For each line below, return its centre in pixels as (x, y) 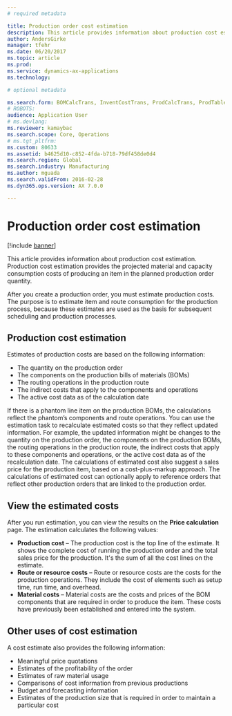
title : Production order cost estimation (68, 26)
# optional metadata (37, 90)
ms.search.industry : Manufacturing (58, 167)
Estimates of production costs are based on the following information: (106, 355)
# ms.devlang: (28, 122)
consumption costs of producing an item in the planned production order (110, 273)
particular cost (38, 705)
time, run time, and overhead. (59, 587)
